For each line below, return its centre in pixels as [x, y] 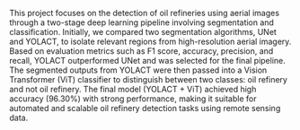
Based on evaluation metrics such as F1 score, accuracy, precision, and [141, 51]
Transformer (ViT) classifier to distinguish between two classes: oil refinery [148, 79]
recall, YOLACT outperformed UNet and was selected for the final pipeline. [147, 61]
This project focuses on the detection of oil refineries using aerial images [145, 13]
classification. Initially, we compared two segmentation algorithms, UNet [143, 32]
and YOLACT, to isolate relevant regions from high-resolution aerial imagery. [150, 41]
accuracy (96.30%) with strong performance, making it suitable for [133, 99]
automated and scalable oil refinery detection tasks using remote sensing [145, 108]
